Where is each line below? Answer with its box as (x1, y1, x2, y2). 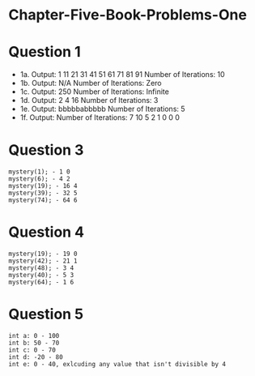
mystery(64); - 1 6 (8, 278, 74, 286)
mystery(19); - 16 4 (8, 182, 79, 190)
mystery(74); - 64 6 (8, 196, 79, 204)
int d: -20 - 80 (8, 352, 63, 361)
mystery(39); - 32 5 (8, 189, 79, 198)
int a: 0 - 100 (8, 331, 60, 340)
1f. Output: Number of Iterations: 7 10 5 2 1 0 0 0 (19, 113, 181, 122)
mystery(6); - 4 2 (8, 175, 70, 183)
